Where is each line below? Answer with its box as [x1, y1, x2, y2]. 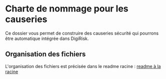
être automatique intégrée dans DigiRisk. [5, 35, 89, 41]
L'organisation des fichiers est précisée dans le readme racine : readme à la [5, 63, 161, 69]
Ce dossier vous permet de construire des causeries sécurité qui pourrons [5, 30, 159, 36]
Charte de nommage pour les [5, 3, 128, 14]
